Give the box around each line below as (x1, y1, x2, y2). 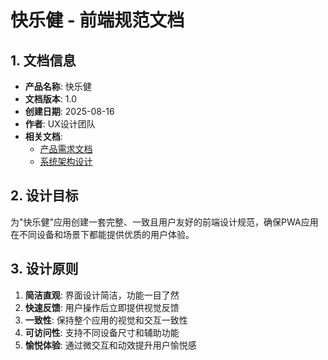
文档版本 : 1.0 (24, 93, 77, 105)
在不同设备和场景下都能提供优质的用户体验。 (10, 228, 195, 240)
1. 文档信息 (10, 52, 77, 69)
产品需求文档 (39, 143, 93, 155)
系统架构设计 (39, 156, 93, 167)
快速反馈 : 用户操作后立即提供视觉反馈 (24, 301, 180, 313)
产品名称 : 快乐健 (24, 81, 92, 92)
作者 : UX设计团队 (24, 118, 96, 130)
